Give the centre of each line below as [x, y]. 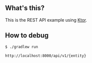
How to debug [27, 36]
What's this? [25, 8]
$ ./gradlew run [22, 47]
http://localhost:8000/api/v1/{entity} [46, 56]
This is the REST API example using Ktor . [46, 20]
